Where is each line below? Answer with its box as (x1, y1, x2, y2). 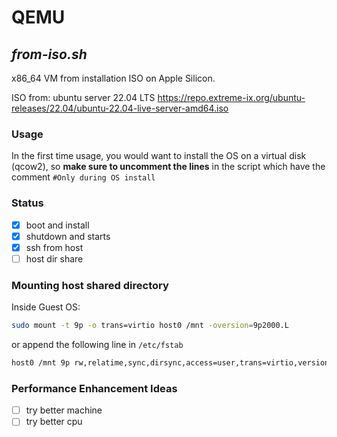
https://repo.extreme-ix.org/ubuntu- (157, 92, 306, 103)
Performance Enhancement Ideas (11, 381, 178, 395)
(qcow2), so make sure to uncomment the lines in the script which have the (11, 161, 326, 173)
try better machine (25, 404, 103, 416)
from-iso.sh (11, 46, 88, 63)
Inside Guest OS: (11, 301, 81, 313)
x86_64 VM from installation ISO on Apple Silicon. (11, 72, 216, 84)
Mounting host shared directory (11, 278, 169, 292)
